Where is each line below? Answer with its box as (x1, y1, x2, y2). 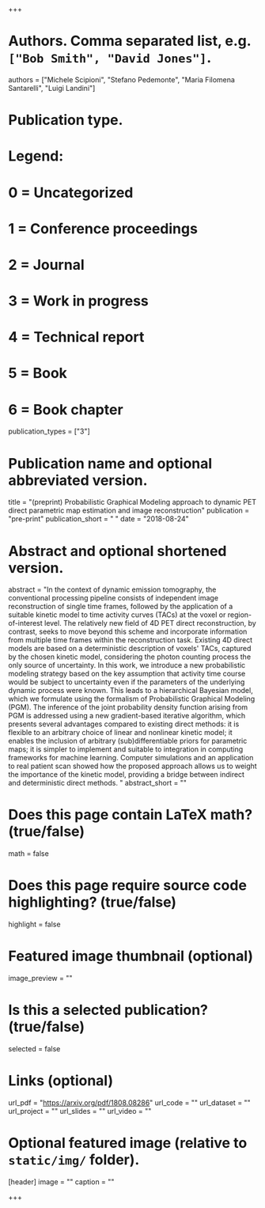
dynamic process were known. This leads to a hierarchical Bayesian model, (8, 686, 253, 695)
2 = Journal (8, 256, 85, 274)
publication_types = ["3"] (8, 426, 91, 436)
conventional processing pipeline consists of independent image (8, 593, 219, 603)
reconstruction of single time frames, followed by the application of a (8, 602, 233, 612)
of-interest (8, 619, 44, 628)
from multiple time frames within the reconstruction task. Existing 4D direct (8, 635, 253, 645)
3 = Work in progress (8, 292, 149, 310)
